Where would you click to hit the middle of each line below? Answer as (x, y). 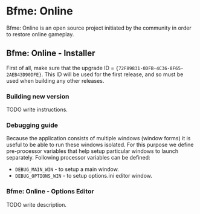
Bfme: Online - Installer (51, 53)
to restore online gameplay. (40, 34)
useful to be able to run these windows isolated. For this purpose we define (100, 145)
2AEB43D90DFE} (24, 75)
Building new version (38, 96)
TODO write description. (37, 204)
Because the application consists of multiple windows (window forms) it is (98, 138)
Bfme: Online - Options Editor (50, 192)
